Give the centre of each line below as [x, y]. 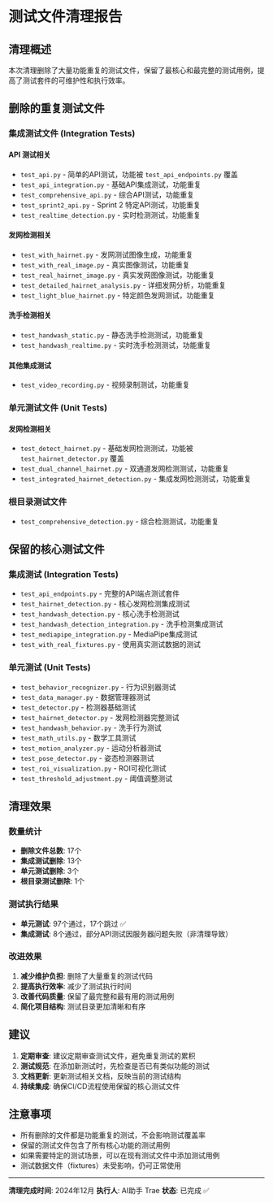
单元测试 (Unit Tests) [50, 667]
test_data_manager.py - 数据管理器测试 [85, 697]
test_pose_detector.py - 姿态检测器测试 [87, 758]
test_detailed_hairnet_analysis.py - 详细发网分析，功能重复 [123, 284]
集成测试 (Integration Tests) [64, 574]
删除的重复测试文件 [56, 109]
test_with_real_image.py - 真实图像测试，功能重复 [105, 264]
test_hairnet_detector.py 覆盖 [72, 458]
